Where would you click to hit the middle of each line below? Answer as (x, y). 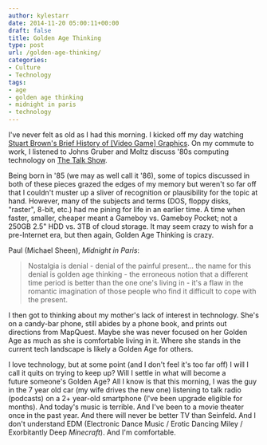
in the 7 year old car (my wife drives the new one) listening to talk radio (125, 390)
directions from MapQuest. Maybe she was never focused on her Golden (128, 332)
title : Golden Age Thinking (55, 38)
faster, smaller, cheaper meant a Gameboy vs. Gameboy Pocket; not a (123, 218)
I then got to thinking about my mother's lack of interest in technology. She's (133, 315)
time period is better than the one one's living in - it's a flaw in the (135, 283)
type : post (26, 45)
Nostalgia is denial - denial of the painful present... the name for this (139, 266)
